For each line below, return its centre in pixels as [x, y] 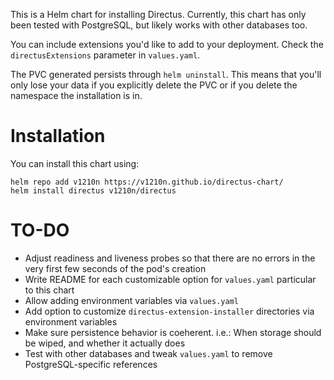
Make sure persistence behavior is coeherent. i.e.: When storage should [173, 332]
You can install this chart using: [75, 163]
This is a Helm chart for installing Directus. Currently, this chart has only [158, 14]
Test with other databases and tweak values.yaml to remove [148, 353]
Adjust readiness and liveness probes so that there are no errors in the [170, 258]
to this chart [49, 290]
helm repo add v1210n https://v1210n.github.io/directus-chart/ [147, 182]
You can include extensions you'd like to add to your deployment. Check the [167, 44]
